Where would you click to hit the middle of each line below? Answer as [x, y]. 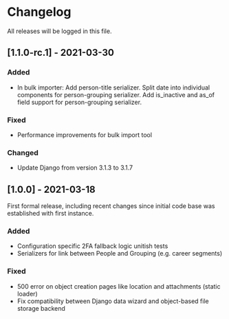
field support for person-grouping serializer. [79, 102]
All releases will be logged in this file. [59, 31]
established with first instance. [51, 214]
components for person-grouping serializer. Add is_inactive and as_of [116, 94]
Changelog [39, 12]
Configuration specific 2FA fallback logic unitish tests [92, 246]
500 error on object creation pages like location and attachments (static [119, 286]
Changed [23, 152]
